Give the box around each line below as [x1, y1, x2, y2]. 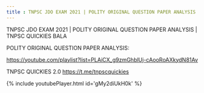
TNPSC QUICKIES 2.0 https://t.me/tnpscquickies [6, 68, 129, 75]
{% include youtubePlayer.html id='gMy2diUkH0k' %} [6, 80, 142, 87]
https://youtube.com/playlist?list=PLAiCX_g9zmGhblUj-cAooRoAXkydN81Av [6, 56, 198, 63]
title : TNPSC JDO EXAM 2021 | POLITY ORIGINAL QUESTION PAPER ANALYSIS [6, 9, 196, 15]
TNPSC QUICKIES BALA [6, 32, 67, 40]
